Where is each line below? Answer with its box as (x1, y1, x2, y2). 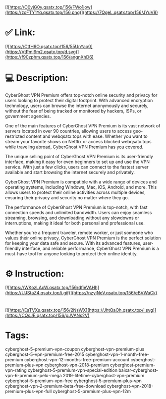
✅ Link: (5, 27, 36, 38)
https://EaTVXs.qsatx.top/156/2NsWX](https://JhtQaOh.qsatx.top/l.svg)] (9, 307, 157, 313)
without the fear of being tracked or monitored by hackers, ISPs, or (5, 108, 142, 114)
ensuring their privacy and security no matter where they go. (5, 194, 129, 200)
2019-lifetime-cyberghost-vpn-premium (62, 372, 145, 378)
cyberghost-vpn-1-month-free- (85, 351, 150, 357)
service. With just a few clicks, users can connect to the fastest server (5, 164, 149, 170)
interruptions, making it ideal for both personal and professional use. (5, 220, 145, 226)
